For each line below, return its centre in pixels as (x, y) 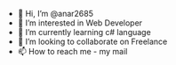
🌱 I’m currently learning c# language (84, 32)
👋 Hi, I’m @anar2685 (55, 14)
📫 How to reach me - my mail (72, 51)
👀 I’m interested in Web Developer (80, 23)
